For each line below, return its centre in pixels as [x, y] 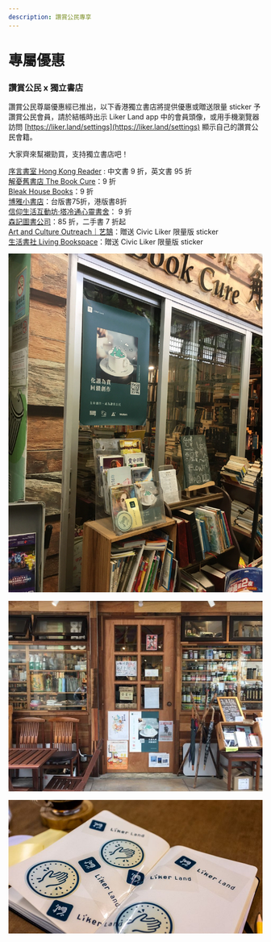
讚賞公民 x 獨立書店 [46, 87]
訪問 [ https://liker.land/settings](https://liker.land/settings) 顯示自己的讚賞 [130, 127]
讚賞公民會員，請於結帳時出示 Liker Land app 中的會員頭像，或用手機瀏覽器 [134, 117]
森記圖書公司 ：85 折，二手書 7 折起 [67, 222]
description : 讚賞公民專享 [50, 17]
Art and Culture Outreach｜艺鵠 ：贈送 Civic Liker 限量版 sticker [114, 232]
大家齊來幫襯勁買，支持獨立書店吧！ [69, 154]
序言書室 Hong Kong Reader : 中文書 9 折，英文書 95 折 [100, 171]
